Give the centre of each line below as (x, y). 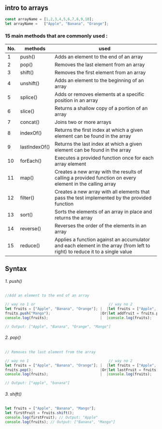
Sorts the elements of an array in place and (103, 212)
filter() (27, 198)
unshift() (30, 83)
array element (70, 164)
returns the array (74, 217)
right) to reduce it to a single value (94, 251)
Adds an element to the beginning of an (99, 80)
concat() (30, 122)
